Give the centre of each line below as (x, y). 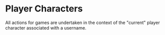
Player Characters (44, 9)
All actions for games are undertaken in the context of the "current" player (83, 22)
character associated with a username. (46, 27)
